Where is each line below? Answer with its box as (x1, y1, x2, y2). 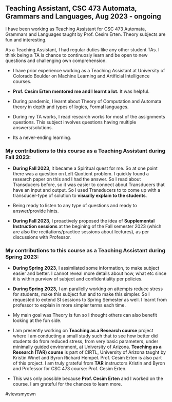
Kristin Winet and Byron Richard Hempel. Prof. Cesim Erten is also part (12, 355, 162, 361)
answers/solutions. (12, 124, 53, 130)
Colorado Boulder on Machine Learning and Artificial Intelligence (12, 73, 150, 79)
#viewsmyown (5, 391, 36, 397)
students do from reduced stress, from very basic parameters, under (12, 338, 159, 345)
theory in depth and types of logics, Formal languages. (12, 104, 129, 110)
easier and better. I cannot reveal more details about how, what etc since (12, 270, 167, 276)
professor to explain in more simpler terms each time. (12, 302, 126, 308)
